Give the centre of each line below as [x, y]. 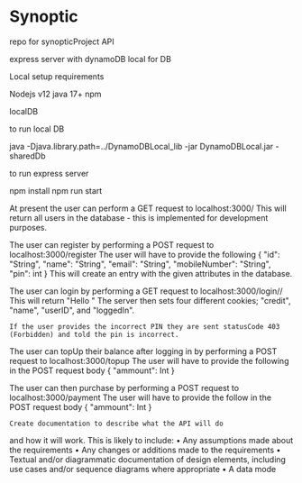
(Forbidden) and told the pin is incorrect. [94, 334]
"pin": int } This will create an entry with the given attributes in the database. [151, 273]
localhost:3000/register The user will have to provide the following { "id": [145, 254]
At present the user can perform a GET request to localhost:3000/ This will [148, 208]
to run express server [49, 173]
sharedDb [27, 156]
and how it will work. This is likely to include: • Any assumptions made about [151, 440]
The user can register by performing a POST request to [112, 244]
